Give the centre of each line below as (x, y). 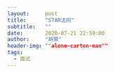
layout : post (33, 14)
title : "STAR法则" (41, 20)
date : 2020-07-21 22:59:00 (56, 33)
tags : (15, 53)
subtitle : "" (29, 26)
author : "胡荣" (35, 40)
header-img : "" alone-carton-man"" (58, 46)
